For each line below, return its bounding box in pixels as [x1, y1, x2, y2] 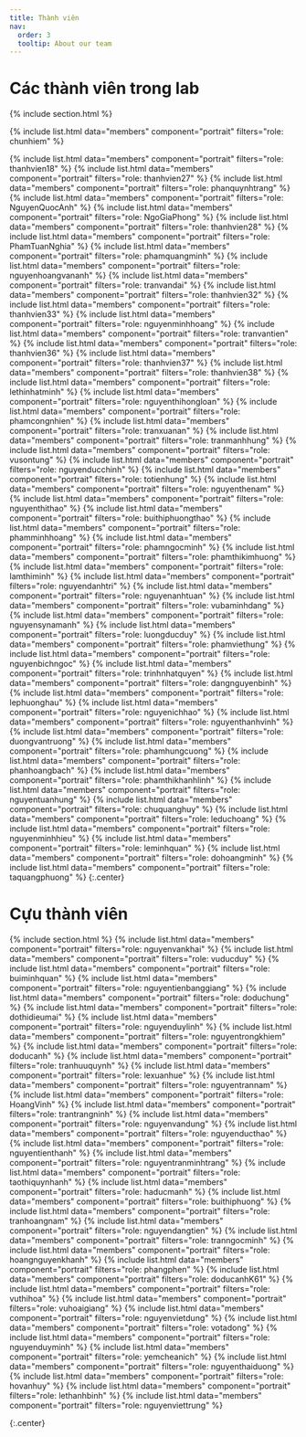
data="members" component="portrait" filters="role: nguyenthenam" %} [9, 483, 285, 494]
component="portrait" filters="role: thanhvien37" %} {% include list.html [9, 357, 283, 368]
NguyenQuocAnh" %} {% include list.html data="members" [9, 202, 233, 213]
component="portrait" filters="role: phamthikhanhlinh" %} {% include [9, 775, 272, 786]
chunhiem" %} [9, 136, 65, 147]
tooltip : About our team [17, 38, 112, 48]
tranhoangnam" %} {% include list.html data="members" [9, 1216, 224, 1227]
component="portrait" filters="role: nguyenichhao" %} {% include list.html [9, 707, 290, 718]
